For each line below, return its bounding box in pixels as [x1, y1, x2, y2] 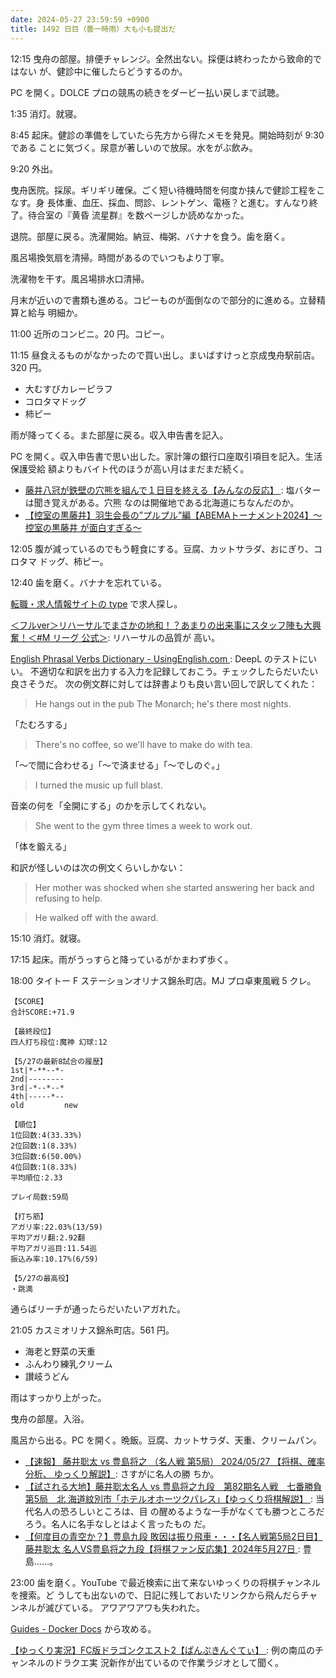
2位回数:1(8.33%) [10, 1141, 78, 1151]
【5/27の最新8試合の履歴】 [10, 1056, 108, 1066]
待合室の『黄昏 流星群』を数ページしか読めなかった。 [27, 209, 250, 221]
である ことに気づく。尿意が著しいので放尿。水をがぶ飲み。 [10, 141, 258, 153]
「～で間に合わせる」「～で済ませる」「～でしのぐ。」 [10, 759, 225, 771]
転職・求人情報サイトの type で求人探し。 [10, 597, 183, 610]
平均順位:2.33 [10, 1172, 63, 1183]
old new [10, 1100, 78, 1110]
